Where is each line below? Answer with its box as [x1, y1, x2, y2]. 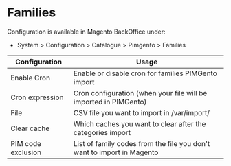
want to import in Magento [73, 147, 159, 157]
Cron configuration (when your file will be [73, 88, 208, 97]
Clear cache [10, 123, 50, 133]
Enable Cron [10, 73, 50, 82]
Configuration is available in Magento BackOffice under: [7, 27, 166, 36]
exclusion [10, 147, 42, 157]
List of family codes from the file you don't [73, 139, 210, 148]
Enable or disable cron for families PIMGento [73, 69, 218, 78]
